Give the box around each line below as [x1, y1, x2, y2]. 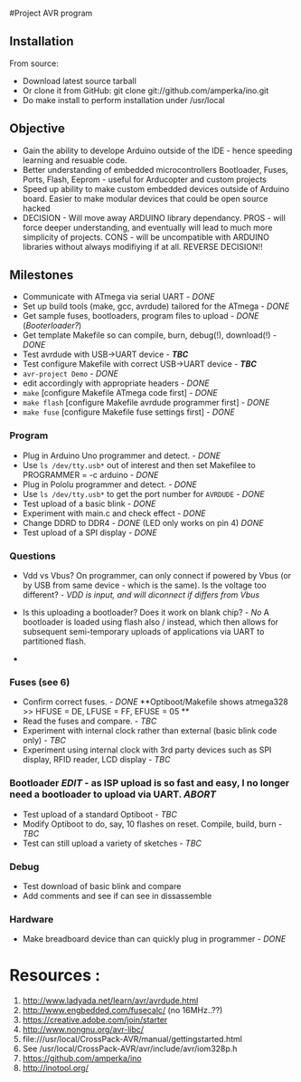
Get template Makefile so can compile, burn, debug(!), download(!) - [22, 330, 277, 340]
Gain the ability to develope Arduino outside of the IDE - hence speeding [22, 145, 293, 156]
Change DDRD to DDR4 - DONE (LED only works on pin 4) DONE [22, 517, 264, 528]
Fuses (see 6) [9, 675, 71, 688]
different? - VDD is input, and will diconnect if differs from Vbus [22, 589, 260, 600]
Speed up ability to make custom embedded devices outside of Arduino [22, 183, 290, 194]
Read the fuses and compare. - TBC [22, 715, 157, 727]
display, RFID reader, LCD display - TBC [22, 754, 171, 765]
